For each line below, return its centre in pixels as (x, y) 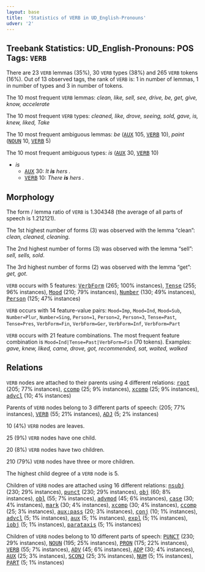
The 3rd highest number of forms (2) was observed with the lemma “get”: (99, 267)
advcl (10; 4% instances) (39, 395)
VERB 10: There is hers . (54, 178)
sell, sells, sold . (25, 255)
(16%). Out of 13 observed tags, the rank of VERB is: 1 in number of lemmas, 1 (102, 79)
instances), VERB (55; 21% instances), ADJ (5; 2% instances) (83, 414)
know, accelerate (28, 104)
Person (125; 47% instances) (43, 299)
